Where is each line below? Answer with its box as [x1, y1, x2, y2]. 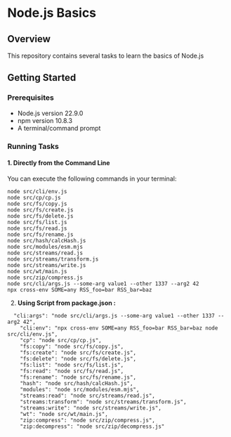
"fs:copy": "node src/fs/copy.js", [20, 343, 124, 350]
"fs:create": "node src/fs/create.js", [20, 349, 137, 356]
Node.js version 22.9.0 [17, 109, 84, 117]
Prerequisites [7, 93, 54, 103]
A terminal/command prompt [17, 124, 101, 132]
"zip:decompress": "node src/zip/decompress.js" [20, 423, 165, 430]
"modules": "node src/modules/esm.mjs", [20, 386, 140, 393]
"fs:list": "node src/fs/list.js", [20, 361, 124, 368]
